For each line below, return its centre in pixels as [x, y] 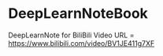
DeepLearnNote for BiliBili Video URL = [71, 35]
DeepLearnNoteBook [78, 14]
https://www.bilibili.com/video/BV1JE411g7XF [81, 43]
